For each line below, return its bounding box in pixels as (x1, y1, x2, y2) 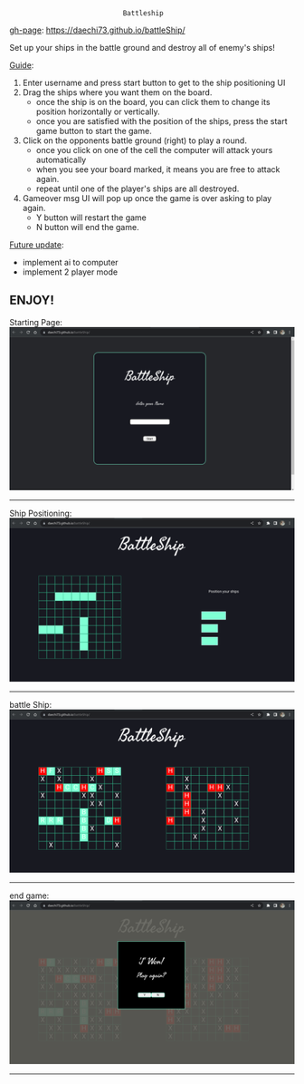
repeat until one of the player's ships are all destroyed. (35, 183, 240, 194)
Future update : (9, 239, 65, 250)
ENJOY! (9, 293, 54, 308)
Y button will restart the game (35, 212, 147, 223)
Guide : (9, 60, 34, 71)
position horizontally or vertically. (35, 106, 160, 117)
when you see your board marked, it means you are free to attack (35, 164, 280, 175)
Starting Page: (9, 316, 63, 327)
